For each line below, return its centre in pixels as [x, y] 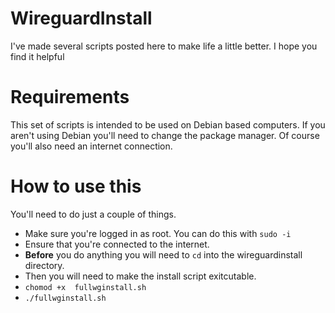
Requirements [70, 97]
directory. [44, 265]
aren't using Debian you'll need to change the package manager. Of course [165, 135]
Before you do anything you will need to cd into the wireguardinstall [163, 254]
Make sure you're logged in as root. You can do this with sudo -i [158, 233]
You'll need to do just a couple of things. [93, 214]
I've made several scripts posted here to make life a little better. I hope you [164, 46]
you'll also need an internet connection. [91, 146]
